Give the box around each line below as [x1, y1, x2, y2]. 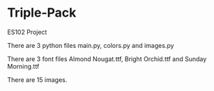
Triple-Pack [7, 5, 77, 21]
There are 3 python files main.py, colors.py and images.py [7, 41, 174, 49]
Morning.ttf [7, 62, 40, 70]
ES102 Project [7, 28, 47, 36]
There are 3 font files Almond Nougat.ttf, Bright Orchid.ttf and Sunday [7, 54, 207, 63]
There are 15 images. [7, 75, 68, 84]
